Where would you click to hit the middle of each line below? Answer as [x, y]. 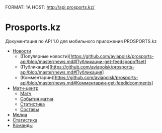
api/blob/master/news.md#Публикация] [62, 72]
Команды [22, 125]
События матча [37, 98]
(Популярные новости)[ [45, 56]
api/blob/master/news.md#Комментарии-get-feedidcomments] [87, 82]
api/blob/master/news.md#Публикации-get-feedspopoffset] [83, 61]
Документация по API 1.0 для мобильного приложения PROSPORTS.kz [81, 41]
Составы [29, 109]
